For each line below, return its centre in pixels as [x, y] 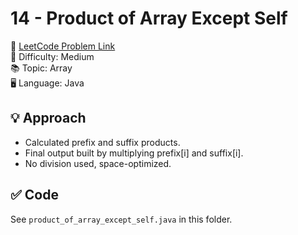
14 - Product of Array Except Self [149, 18]
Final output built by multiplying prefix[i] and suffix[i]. [134, 153]
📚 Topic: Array [41, 68]
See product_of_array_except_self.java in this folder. [121, 219]
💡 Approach [48, 118]
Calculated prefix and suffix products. [102, 142]
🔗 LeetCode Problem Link [63, 46]
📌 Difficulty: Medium [52, 56]
